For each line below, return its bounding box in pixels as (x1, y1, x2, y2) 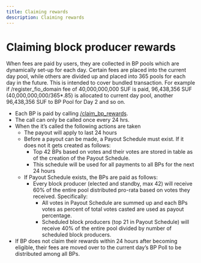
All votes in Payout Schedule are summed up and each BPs (41, 199, 188, 207)
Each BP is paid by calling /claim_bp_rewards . (14, 110, 128, 117)
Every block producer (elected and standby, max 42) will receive (32, 180, 193, 187)
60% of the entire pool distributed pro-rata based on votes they (32, 187, 190, 194)
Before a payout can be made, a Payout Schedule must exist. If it (23, 136, 184, 143)
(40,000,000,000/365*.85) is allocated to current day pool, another (6, 92, 173, 99)
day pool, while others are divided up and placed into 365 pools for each (6, 73, 186, 80)
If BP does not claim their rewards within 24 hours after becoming (14, 238, 178, 245)
